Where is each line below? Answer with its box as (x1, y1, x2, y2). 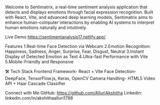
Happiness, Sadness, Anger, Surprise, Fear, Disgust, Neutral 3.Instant (5, 48, 144, 54)
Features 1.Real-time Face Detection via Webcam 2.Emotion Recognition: (5, 44, 151, 49)
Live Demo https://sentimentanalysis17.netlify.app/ (5, 34, 106, 40)
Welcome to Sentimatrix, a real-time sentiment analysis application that (5, 4, 147, 10)
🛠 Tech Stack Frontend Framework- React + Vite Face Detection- (5, 69, 137, 74)
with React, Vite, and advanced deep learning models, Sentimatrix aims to (5, 15, 153, 20)
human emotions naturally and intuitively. (5, 25, 88, 30)
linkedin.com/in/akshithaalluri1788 (5, 95, 73, 101)
